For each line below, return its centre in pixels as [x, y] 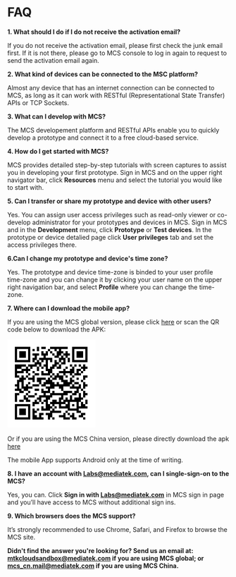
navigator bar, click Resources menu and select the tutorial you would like [115, 180]
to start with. [26, 187]
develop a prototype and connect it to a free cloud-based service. [103, 138]
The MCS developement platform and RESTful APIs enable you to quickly [113, 130]
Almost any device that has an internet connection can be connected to [111, 87]
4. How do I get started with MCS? [58, 151]
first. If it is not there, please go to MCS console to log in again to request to [117, 53]
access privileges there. [42, 245]
